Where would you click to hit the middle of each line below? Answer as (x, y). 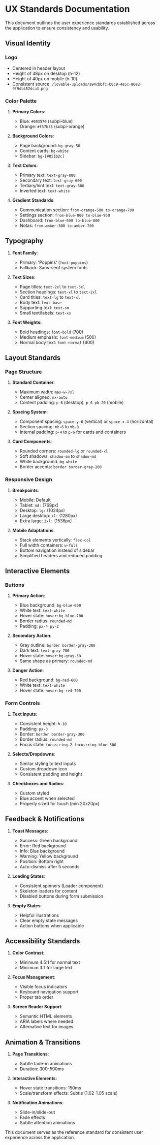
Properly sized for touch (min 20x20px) (60, 803)
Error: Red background (43, 846)
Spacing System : (30, 412)
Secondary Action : (32, 636)
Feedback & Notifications (45, 819)
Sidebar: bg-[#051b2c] (42, 156)
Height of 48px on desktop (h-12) (46, 73)
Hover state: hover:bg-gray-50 (50, 656)
